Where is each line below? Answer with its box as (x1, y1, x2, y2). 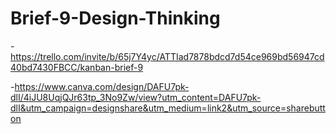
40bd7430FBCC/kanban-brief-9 (10, 61, 144, 73)
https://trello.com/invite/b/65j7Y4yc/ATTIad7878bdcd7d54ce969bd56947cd (10, 50, 325, 62)
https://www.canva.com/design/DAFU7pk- (14, 80, 190, 92)
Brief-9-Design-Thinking (10, 7, 221, 30)
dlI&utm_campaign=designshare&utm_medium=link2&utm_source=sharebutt (10, 102, 326, 114)
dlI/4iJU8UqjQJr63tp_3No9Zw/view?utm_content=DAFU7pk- (10, 91, 262, 103)
